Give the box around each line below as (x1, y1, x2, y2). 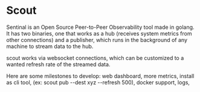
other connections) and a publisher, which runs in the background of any (6, 36, 188, 43)
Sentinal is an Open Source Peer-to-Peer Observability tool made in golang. (6, 23, 195, 31)
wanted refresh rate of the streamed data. (6, 61, 111, 68)
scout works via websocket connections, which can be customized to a (6, 54, 184, 61)
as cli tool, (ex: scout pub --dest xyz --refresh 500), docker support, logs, (6, 79, 190, 86)
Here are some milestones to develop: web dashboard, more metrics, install (6, 72, 195, 79)
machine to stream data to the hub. (6, 43, 94, 50)
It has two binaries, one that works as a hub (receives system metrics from (6, 29, 192, 37)
